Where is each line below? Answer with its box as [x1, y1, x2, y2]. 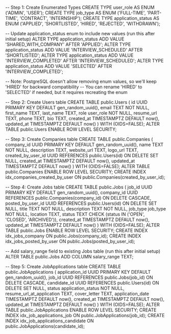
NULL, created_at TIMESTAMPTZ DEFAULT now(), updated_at [5, 158, 135, 164]
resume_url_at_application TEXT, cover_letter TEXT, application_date [5, 291, 150, 297]
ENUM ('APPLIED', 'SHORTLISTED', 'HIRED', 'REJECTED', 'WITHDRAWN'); [5, 20, 161, 27]
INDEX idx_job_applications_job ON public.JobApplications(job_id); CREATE [5, 313, 165, 318]
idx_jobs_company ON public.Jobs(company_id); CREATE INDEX [5, 233, 141, 239]
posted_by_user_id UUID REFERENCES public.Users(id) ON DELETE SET [5, 200, 157, 206]
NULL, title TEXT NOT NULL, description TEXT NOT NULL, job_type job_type [5, 206, 166, 211]
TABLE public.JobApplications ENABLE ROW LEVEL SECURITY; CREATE [5, 307, 157, 313]
